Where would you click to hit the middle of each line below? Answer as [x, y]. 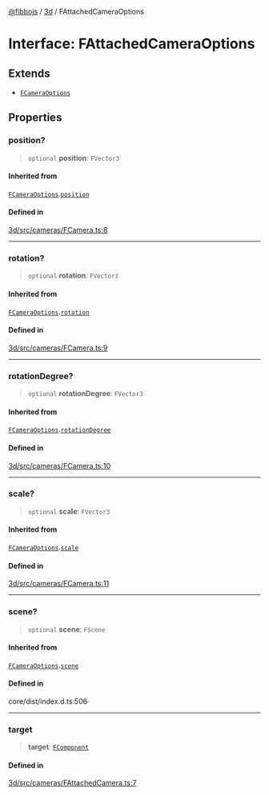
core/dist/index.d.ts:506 [48, 701]
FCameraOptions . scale [44, 547]
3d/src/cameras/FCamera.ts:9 [58, 348]
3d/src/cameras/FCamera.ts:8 [58, 230]
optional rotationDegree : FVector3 [86, 394]
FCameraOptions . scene [44, 665]
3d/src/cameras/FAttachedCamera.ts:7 [72, 783]
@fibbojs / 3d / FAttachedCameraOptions [76, 12]
